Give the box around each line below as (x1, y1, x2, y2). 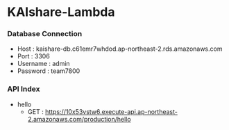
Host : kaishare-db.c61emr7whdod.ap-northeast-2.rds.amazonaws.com (17, 44, 223, 53)
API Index (7, 84, 40, 94)
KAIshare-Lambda (7, 4, 115, 20)
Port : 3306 (17, 52, 50, 60)
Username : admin (17, 60, 71, 68)
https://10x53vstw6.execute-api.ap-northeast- (44, 107, 178, 115)
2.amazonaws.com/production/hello (27, 115, 131, 123)
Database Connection (7, 29, 83, 39)
